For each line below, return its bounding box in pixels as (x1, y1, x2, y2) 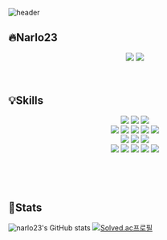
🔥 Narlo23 (8, 31, 58, 44)
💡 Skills (8, 93, 44, 108)
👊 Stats (8, 201, 43, 215)
